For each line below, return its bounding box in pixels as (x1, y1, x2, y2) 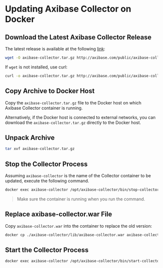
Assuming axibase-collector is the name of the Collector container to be (5, 173, 151, 179)
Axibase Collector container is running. (5, 105, 83, 111)
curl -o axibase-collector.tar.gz (5, 73, 75, 78)
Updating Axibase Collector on (5, 3, 131, 15)
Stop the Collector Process (5, 160, 88, 168)
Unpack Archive (5, 134, 55, 142)
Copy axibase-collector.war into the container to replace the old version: (5, 223, 152, 229)
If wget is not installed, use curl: (5, 64, 68, 70)
